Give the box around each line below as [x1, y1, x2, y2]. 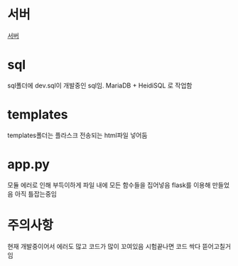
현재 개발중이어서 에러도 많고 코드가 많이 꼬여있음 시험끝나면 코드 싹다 [7, 242, 201, 250]
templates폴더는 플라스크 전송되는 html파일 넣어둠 [7, 131, 148, 139]
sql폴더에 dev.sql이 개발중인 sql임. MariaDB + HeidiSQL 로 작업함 [7, 81, 193, 90]
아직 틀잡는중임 [14, 189, 57, 198]
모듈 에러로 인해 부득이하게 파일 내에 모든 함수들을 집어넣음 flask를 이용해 [7, 181, 211, 189]
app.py [7, 156, 50, 172]
